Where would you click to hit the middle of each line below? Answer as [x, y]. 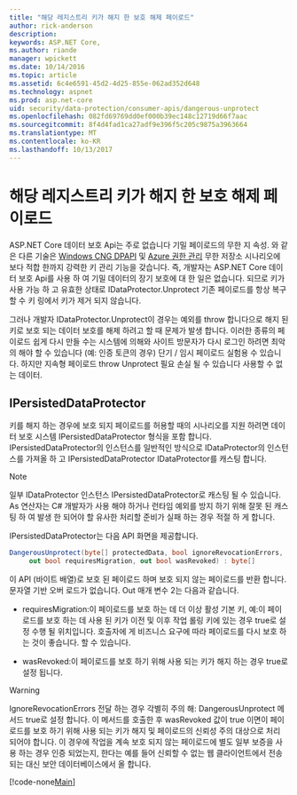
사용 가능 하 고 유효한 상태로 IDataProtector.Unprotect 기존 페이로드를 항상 [140, 289]
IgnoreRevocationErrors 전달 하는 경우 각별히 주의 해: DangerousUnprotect [142, 709]
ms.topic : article [43, 76]
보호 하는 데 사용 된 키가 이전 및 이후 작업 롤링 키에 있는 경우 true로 [161, 620]
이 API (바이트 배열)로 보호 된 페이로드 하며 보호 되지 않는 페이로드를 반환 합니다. [148, 579]
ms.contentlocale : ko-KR [55, 141]
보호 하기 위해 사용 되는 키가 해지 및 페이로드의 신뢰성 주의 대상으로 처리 [156, 731]
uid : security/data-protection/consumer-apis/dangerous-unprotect [134, 108]
